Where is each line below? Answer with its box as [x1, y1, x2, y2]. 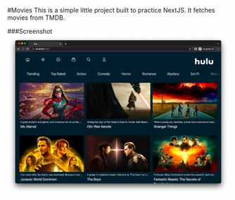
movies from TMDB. [7, 13, 65, 22]
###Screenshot [7, 27, 53, 35]
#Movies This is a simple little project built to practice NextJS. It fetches [7, 6, 215, 14]
